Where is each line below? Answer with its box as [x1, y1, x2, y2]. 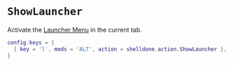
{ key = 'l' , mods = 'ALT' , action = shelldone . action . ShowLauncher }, [13, 46, 227, 53]
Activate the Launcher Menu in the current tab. [7, 25, 142, 34]
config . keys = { [7, 39, 55, 46]
